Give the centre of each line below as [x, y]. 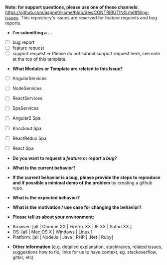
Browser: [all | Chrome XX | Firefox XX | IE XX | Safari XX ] [72, 226]
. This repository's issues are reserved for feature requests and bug [87, 18]
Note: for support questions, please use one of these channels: [72, 7]
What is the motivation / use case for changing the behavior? [77, 207]
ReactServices [27, 98]
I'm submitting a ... [32, 33]
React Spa [23, 148]
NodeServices [27, 88]
